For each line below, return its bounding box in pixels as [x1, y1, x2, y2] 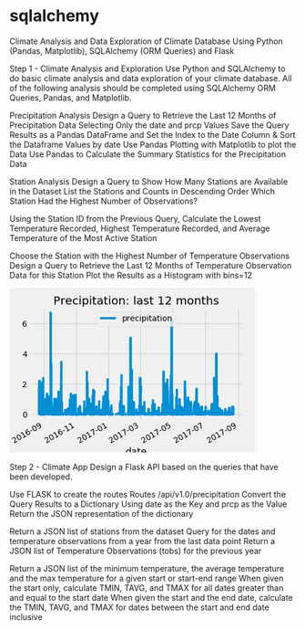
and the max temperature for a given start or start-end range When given [9, 572, 284, 583]
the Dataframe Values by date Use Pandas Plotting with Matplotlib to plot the [9, 139, 297, 150]
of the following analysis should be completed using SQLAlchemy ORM [9, 82, 276, 93]
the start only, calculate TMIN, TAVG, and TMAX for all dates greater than [9, 582, 284, 593]
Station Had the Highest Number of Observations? [9, 195, 198, 206]
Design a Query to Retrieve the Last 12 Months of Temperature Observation [9, 259, 292, 270]
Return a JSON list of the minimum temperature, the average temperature [9, 562, 285, 573]
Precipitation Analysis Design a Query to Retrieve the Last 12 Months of [9, 110, 277, 121]
